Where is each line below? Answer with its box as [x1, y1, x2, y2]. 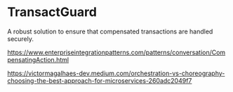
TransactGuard [7, 4, 97, 20]
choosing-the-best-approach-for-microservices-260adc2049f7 [7, 76, 192, 84]
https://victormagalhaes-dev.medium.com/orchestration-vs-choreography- [7, 69, 225, 77]
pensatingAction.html [7, 55, 69, 63]
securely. [7, 34, 34, 43]
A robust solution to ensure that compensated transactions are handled [7, 27, 213, 36]
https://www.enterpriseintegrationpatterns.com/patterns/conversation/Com [7, 48, 226, 56]
